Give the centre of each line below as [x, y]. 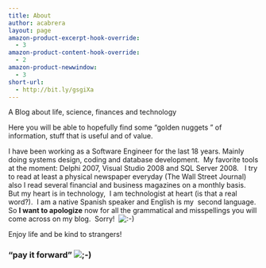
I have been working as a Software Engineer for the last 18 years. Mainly [126, 151]
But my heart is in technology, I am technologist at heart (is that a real [123, 194]
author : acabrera [37, 23]
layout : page [30, 30]
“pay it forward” [40, 255]
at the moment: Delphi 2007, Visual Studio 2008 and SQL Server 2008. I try [133, 169]
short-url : [26, 82]
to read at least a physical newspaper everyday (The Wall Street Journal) [127, 177]
